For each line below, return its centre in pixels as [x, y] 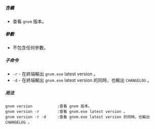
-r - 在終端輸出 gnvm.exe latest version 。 [55, 74]
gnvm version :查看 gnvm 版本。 [49, 106]
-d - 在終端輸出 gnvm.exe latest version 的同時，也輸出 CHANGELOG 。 [82, 80]
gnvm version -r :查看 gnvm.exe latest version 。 [66, 111]
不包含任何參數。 [30, 48]
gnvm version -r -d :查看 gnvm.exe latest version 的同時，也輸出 [77, 117]
